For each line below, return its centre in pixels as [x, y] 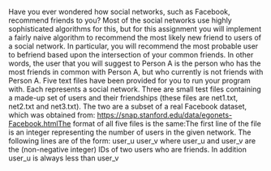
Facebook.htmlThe [40, 124]
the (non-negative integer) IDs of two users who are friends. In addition [128, 150]
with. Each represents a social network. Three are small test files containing [135, 89]
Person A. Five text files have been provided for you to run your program [129, 81]
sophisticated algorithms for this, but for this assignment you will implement [135, 29]
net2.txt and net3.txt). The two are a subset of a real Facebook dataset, [128, 106]
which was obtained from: [52, 115]
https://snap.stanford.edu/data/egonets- [165, 115]
